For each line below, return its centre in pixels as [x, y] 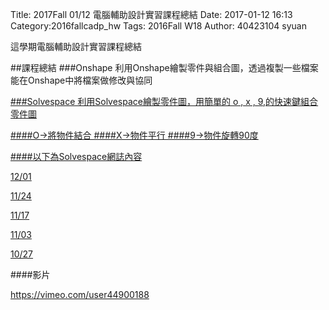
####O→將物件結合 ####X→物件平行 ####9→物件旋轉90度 [134, 135]
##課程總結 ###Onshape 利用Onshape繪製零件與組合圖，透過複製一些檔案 [164, 67]
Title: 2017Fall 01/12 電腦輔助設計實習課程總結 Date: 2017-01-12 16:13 [151, 14]
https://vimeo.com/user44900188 [80, 294]
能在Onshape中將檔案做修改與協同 [81, 80]
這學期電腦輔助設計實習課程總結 [76, 46]
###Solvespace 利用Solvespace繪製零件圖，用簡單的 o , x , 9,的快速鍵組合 [164, 101]
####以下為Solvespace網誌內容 [76, 156]
